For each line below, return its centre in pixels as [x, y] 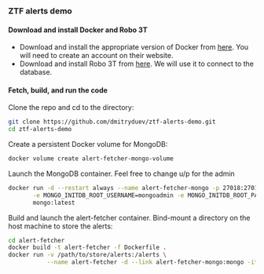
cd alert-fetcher [37, 240]
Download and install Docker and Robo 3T [78, 30]
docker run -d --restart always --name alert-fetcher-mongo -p [114, 188]
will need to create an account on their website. [96, 56]
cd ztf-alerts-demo [40, 130]
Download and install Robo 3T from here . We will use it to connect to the [136, 64]
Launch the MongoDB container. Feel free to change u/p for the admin [122, 174]
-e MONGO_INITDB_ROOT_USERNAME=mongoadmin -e [108, 195]
